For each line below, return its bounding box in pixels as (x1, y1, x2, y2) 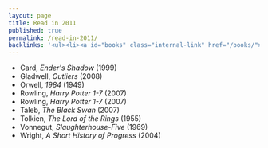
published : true (8, 26, 62, 34)
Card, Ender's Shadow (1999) (19, 63, 117, 72)
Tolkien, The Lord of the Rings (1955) (19, 114, 142, 123)
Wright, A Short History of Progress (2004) (19, 130, 161, 140)
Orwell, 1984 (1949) (19, 80, 85, 90)
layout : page (8, 11, 52, 20)
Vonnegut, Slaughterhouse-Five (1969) (19, 123, 148, 132)
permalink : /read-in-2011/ (8, 33, 98, 42)
